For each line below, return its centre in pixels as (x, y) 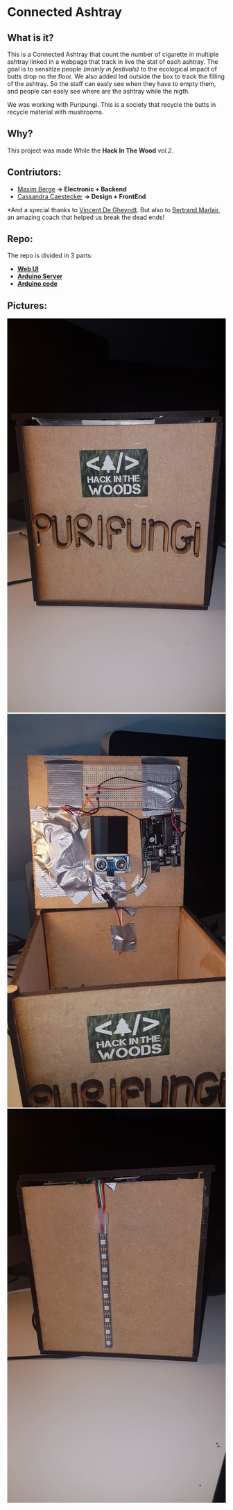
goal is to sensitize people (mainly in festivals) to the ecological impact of (112, 69)
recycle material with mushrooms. (55, 112)
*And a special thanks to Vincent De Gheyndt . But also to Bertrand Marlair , (114, 209)
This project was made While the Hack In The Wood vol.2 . (90, 151)
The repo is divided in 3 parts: (50, 256)
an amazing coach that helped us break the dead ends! (86, 217)
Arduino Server (40, 276)
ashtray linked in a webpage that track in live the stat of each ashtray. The (113, 62)
